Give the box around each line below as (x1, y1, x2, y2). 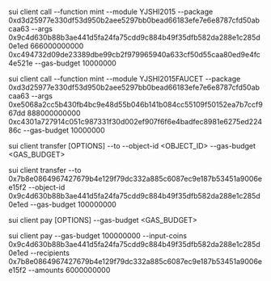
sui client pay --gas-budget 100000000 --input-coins (8, 231, 188, 241)
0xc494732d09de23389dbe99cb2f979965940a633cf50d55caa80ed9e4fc (8, 50, 260, 59)
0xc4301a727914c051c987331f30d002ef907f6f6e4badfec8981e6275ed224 (8, 117, 263, 126)
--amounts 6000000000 (28, 266, 111, 275)
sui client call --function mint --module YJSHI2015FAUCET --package (8, 74, 241, 83)
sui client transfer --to (8, 166, 82, 174)
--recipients (29, 248, 70, 258)
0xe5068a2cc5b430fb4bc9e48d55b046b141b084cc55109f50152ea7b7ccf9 (8, 100, 263, 109)
